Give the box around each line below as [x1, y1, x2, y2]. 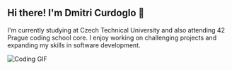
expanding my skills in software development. [7, 40, 141, 49]
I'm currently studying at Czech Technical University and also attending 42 [7, 25, 225, 34]
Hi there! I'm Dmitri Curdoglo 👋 [7, 7, 145, 19]
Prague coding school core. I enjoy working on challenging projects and [7, 33, 217, 42]
